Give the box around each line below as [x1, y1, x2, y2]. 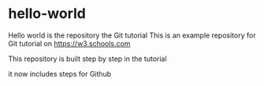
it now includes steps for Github [8, 69, 112, 78]
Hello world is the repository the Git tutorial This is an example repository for [8, 30, 256, 40]
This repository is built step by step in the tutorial [8, 54, 167, 63]
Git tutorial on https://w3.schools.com [8, 38, 131, 48]
